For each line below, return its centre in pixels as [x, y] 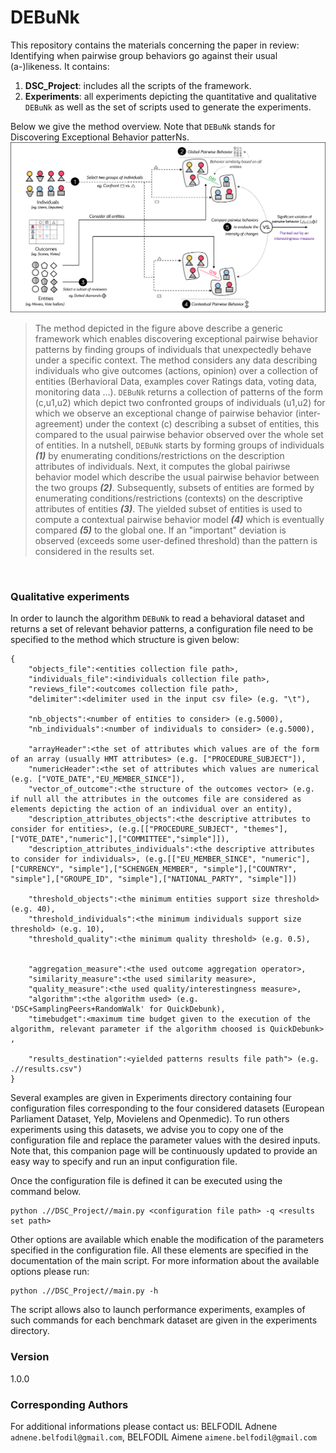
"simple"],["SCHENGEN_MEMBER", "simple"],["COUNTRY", [183, 869]
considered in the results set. [94, 552]
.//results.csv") [46, 1069]
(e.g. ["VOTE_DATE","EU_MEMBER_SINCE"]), [98, 779]
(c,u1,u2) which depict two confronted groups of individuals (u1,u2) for [180, 403]
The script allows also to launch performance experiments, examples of [158, 1310]
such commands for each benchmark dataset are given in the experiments [164, 1320]
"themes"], [265, 829]
